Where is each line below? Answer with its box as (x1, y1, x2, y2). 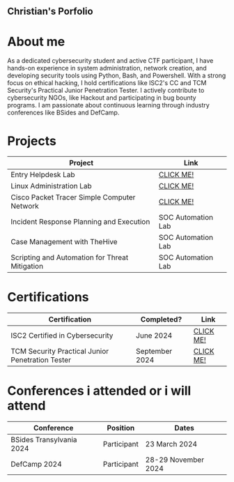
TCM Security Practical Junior (10, 347, 109, 356)
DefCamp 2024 (10, 460, 63, 469)
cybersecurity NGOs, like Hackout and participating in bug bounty (7, 93, 196, 102)
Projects (7, 133, 57, 149)
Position (107, 423, 135, 433)
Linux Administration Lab (10, 181, 92, 191)
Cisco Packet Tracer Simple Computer (10, 193, 136, 202)
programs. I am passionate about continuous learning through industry (7, 101, 210, 110)
